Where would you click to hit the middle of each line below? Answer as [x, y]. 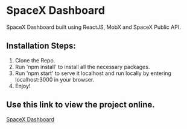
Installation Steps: [41, 46]
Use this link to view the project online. [81, 105]
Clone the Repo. [35, 60]
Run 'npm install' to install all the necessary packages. [82, 67]
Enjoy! [23, 86]
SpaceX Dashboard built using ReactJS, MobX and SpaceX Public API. [93, 27]
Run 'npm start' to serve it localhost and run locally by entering [93, 73]
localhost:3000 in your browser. [55, 79]
